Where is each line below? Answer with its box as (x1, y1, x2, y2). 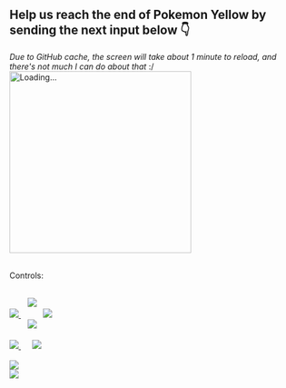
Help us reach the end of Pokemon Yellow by (9, 7, 267, 23)
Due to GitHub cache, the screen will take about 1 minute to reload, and (9, 51, 277, 62)
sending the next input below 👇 (9, 23, 191, 38)
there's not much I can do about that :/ (9, 61, 154, 72)
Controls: (9, 270, 44, 281)
